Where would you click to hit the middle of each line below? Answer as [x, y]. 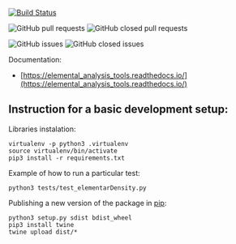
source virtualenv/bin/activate [63, 151]
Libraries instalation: [42, 129]
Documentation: [35, 60]
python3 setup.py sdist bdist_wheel [70, 218]
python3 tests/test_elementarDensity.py [78, 188]
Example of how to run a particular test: [74, 173]
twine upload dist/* [43, 232]
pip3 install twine [41, 225]
